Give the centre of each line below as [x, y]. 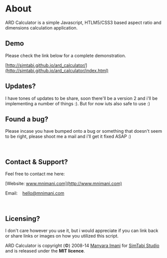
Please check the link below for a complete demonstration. [66, 55]
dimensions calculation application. [41, 27]
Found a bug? [27, 119]
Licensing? [23, 218]
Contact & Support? [37, 162]
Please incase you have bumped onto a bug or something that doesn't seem [84, 131]
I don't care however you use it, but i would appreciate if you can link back [82, 231]
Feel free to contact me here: [35, 174]
